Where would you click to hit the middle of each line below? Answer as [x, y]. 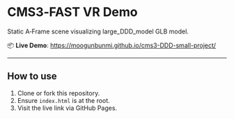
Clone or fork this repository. [58, 93]
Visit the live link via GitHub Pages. [67, 108]
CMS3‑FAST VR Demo [72, 12]
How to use [32, 76]
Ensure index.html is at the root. [63, 100]
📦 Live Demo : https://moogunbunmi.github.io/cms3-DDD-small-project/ [112, 45]
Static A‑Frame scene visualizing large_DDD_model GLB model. [98, 31]
